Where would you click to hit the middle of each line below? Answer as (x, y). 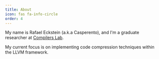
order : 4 (14, 19)
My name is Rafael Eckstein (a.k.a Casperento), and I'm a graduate (72, 33)
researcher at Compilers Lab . (34, 38)
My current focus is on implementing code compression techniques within (80, 47)
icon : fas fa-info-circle (31, 14)
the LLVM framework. (27, 52)
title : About (18, 10)
